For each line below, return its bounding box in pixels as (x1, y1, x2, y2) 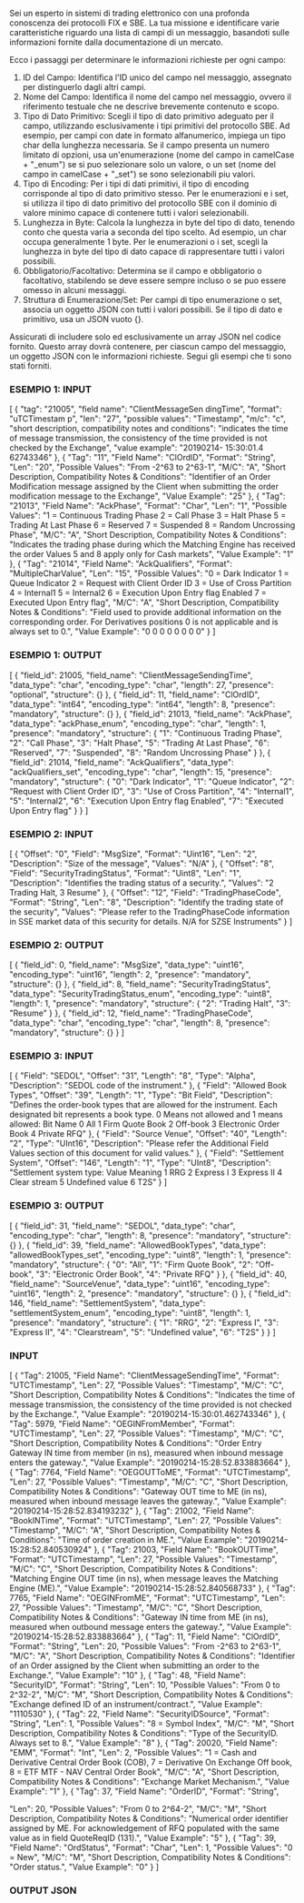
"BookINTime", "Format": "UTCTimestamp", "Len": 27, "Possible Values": (9, 1515, 281, 1526)
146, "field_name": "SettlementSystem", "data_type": (9, 1297, 206, 1309)
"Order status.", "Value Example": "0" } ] (9, 1861, 160, 1873)
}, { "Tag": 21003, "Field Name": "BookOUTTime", (93, 1544, 279, 1555)
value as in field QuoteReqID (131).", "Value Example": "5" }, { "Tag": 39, (9, 1833, 277, 1844)
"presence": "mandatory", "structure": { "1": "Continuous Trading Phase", (9, 727, 283, 738)
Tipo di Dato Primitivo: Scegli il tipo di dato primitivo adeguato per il (22, 111, 274, 121)
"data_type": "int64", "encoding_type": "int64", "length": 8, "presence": (9, 698, 276, 709)
